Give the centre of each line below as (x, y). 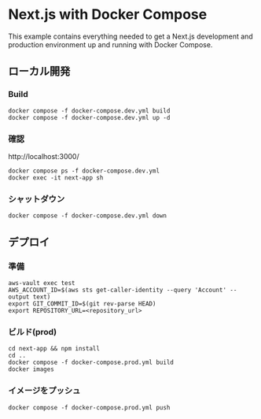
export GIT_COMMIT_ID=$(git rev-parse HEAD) (82, 304)
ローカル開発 (39, 71)
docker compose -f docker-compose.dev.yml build (89, 111)
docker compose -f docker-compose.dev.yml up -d (89, 117)
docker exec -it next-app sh (56, 178)
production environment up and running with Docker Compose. (110, 44)
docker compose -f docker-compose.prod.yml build (91, 363)
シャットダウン (37, 198)
